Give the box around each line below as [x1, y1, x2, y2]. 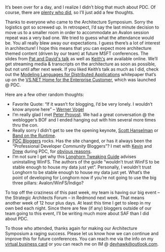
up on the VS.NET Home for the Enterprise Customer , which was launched [5, 77, 156, 83]
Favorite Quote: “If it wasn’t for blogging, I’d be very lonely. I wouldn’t [12, 101, 153, 107]
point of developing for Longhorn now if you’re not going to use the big [12, 175, 157, 180]
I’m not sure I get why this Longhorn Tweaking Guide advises [12, 154, 136, 160]
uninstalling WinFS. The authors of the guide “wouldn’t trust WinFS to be [12, 159, 160, 165]
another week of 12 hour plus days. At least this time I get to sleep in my [5, 200, 151, 206]
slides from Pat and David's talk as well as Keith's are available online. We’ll [5, 56, 158, 61]
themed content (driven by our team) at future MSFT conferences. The [5, 50, 149, 56]
